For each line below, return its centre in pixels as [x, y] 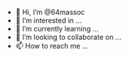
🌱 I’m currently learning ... [57, 29]
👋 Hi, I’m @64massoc [50, 12]
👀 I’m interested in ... [48, 20]
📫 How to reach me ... [52, 46]
